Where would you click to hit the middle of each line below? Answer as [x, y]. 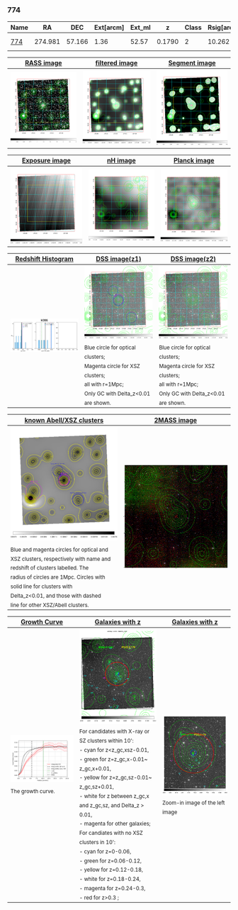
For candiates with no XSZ [111, 833]
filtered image [117, 63]
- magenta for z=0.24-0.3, [112, 888]
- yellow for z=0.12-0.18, [111, 870]
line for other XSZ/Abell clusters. [50, 605]
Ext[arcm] [109, 27]
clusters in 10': [97, 842]
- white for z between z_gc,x [114, 796]
